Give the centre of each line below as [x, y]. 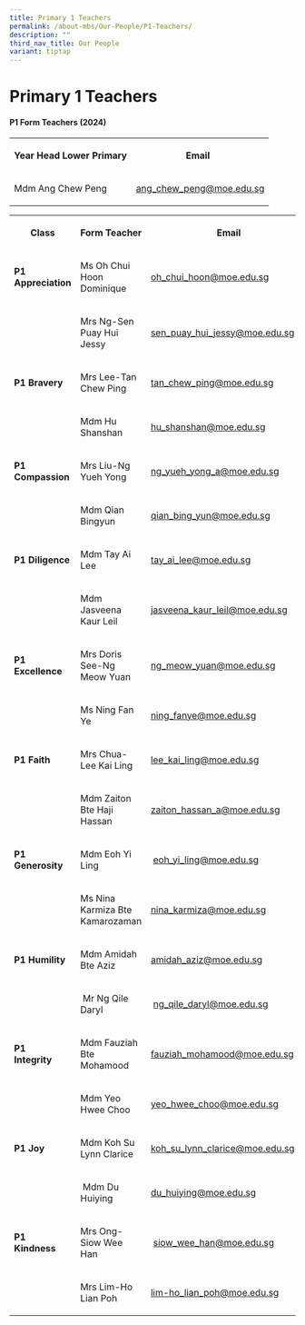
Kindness [35, 1248]
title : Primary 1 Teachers [60, 18]
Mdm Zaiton [106, 798]
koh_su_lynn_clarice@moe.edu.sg [222, 1148]
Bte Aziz [98, 965]
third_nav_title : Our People [64, 43]
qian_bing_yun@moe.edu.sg [210, 515]
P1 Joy [30, 1148]
